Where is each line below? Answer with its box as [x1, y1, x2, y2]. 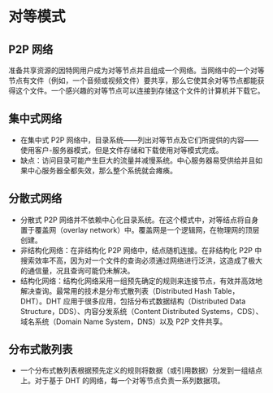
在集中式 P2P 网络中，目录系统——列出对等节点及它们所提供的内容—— [19, 135, 259, 145]
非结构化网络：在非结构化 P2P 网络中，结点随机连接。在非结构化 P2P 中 [19, 245, 262, 255]
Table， [213, 286, 240, 295]
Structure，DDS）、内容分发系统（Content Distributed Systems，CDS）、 [19, 306, 263, 316]
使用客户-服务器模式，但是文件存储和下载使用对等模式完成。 [19, 145, 223, 155]
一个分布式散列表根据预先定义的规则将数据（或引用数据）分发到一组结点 [19, 365, 262, 375]
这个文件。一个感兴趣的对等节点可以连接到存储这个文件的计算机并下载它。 [15, 86, 265, 95]
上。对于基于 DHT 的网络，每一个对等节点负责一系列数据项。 [19, 376, 225, 386]
